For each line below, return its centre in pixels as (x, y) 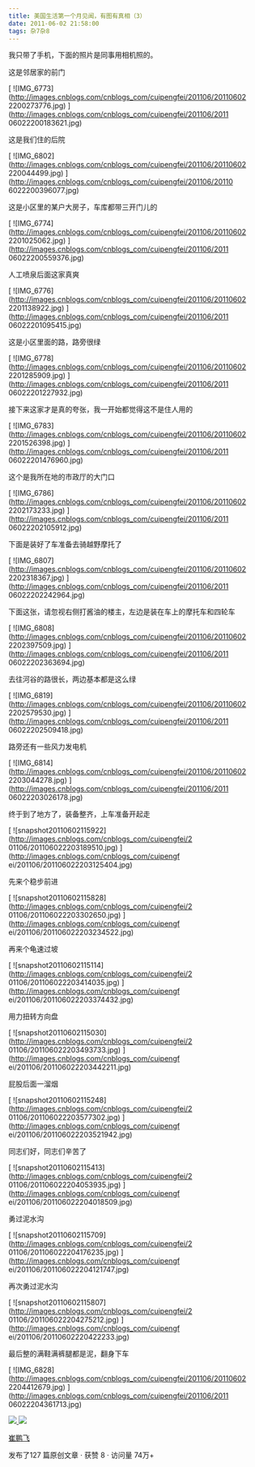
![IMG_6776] (34, 291)
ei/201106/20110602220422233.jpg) (69, 1337)
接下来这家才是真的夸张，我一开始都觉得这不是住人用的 (100, 410)
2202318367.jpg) (36, 578)
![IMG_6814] (33, 763)
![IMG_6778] (34, 359)
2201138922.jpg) (36, 308)
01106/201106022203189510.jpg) (64, 848)
